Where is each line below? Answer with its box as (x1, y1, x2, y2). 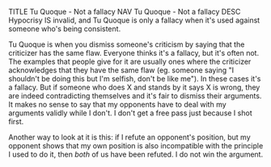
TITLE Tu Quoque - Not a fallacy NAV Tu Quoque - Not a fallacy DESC (8, 7, 241, 16)
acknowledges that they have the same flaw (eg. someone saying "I (8, 65, 235, 75)
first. (8, 117, 24, 126)
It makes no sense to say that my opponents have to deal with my (8, 100, 227, 109)
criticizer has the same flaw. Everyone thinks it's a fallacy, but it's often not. (8, 48, 260, 57)
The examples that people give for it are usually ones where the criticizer (8, 56, 252, 66)
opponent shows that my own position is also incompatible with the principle (8, 141, 264, 150)
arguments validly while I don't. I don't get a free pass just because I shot (8, 108, 252, 118)
